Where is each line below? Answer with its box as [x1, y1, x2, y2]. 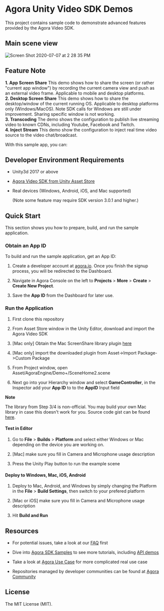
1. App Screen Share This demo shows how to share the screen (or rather [5, 80, 155, 86]
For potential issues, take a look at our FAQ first [12, 540, 108, 546]
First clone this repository [12, 316, 64, 322]
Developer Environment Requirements [5, 156, 124, 164]
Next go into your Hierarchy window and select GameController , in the [12, 379, 156, 385]
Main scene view [5, 39, 58, 48]
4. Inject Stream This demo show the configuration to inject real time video [5, 127, 157, 132]
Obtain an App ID [5, 242, 47, 249]
